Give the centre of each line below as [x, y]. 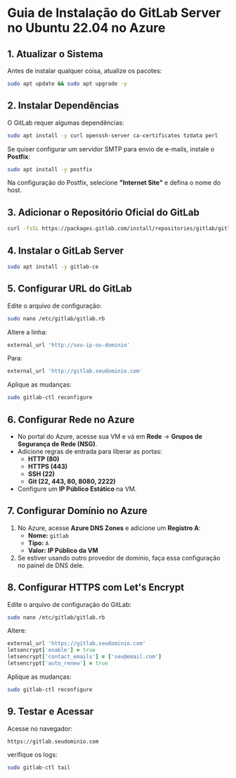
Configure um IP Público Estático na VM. [77, 489]
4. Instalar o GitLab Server [66, 250]
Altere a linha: [27, 332]
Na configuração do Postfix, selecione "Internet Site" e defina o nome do [114, 183]
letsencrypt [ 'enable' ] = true [52, 650]
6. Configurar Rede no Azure [71, 419]
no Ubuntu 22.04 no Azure [86, 28]
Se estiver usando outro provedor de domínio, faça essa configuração [119, 558]
